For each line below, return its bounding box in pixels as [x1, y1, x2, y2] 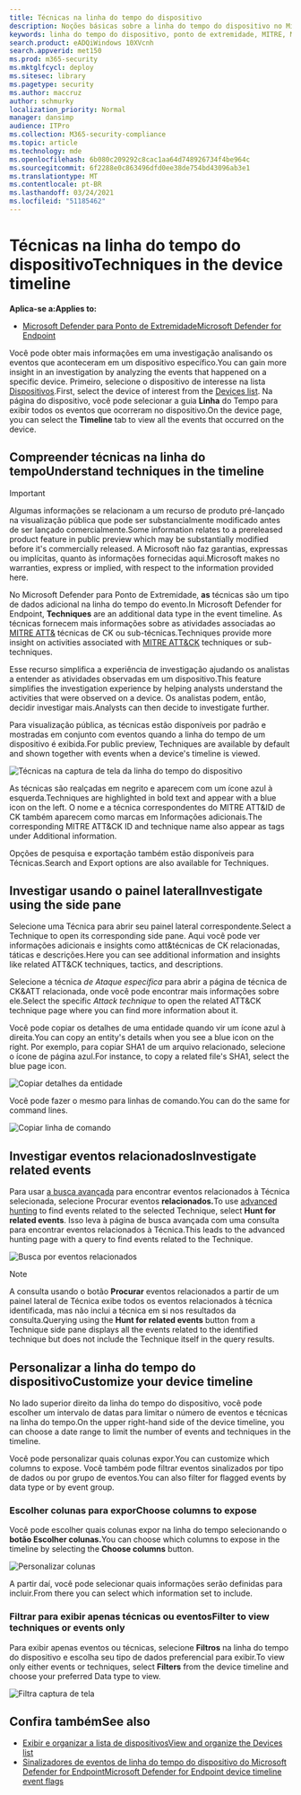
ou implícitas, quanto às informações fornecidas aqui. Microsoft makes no [9, 553, 280, 564]
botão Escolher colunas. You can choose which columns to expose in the [9, 1534, 280, 1545]
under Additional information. [9, 830, 117, 841]
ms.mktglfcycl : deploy [9, 64, 94, 73]
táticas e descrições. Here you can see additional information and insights [9, 950, 280, 960]
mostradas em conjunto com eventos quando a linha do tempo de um [9, 729, 266, 740]
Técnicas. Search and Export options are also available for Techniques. [9, 857, 270, 868]
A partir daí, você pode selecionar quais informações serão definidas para [9, 1579, 283, 1589]
